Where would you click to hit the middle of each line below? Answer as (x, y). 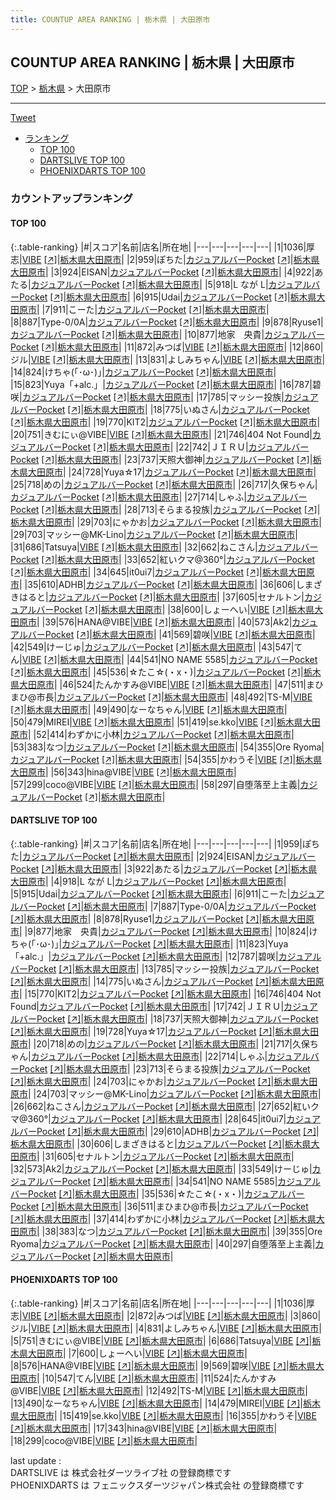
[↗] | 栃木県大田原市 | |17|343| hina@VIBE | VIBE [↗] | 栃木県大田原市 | (144, 1428)
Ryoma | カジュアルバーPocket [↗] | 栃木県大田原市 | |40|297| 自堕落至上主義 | (163, 1243)
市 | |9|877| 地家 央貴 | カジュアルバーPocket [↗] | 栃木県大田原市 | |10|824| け (164, 931)
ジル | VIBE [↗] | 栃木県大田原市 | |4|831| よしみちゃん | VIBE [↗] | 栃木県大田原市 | (166, 1328)
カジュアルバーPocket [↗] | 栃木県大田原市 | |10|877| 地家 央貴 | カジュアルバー (167, 334)
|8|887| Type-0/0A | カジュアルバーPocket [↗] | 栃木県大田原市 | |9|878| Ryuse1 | (167, 322)
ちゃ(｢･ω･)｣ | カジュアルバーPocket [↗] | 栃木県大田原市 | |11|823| (139, 943)
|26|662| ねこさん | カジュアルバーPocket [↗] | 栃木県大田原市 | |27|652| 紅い (160, 1106)
